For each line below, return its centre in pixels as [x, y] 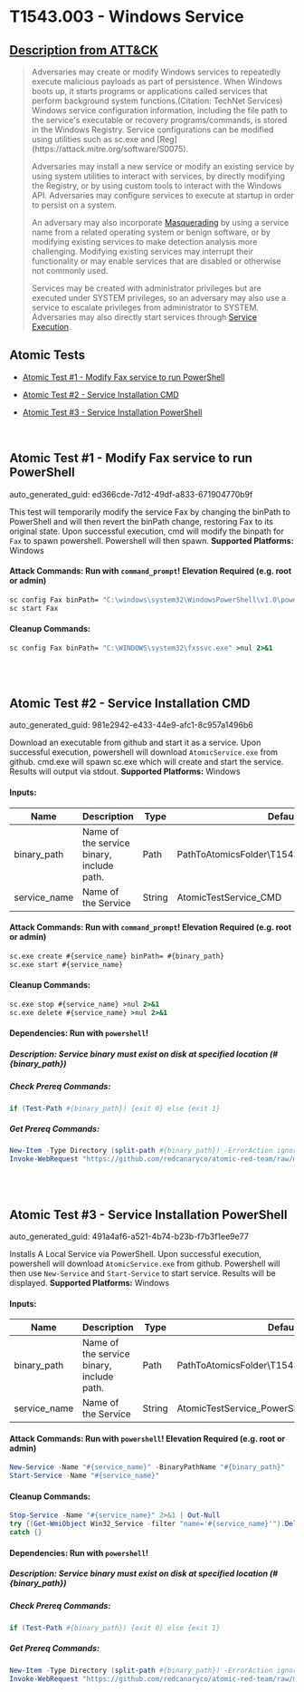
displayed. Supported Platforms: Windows [90, 1282]
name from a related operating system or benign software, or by [151, 232]
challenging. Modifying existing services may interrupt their [142, 251]
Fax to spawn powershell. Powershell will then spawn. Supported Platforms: [152, 540]
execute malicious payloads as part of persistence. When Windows [157, 82]
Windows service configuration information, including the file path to [159, 110]
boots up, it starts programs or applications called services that [150, 91]
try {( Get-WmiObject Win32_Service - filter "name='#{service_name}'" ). [147, 1524]
